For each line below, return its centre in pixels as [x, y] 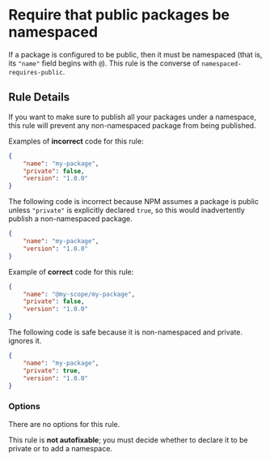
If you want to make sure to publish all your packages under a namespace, [133, 117]
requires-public [36, 72]
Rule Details [39, 98]
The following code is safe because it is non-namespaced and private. [126, 332]
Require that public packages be [119, 15]
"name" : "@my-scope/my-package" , [79, 294]
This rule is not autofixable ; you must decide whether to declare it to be [128, 440]
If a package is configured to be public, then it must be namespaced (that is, [135, 54]
